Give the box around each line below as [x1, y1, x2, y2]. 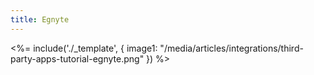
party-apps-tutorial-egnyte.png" [10, 52, 145, 65]
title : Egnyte [10, 14, 70, 25]
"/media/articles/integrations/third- [159, 42, 304, 54]
